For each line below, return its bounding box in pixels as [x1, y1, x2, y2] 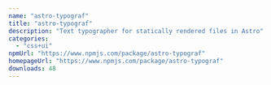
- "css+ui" [15, 42, 53, 50]
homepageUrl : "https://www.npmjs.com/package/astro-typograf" [8, 57, 224, 66]
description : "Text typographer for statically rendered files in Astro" [8, 27, 264, 35]
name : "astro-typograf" [8, 11, 90, 20]
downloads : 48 [8, 65, 57, 73]
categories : [8, 34, 49, 43]
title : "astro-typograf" [8, 19, 93, 28]
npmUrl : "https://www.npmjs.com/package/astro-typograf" [8, 49, 206, 57]
